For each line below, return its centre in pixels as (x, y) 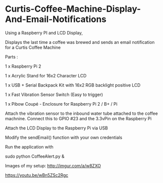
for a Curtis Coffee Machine (33, 47)
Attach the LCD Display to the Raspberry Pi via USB (56, 128)
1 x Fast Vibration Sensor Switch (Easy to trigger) (54, 94)
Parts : (12, 56)
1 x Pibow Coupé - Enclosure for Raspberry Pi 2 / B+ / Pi (61, 104)
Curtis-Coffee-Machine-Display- (73, 9)
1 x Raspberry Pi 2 (23, 66)
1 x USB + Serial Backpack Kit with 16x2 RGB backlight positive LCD (73, 85)
